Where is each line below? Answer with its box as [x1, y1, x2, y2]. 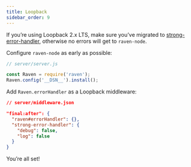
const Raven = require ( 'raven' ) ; [6, 72, 91, 78]
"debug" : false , [17, 127, 59, 133]
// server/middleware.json [6, 100, 74, 106]
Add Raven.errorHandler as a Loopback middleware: [6, 88, 137, 95]
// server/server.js [6, 61, 59, 67]
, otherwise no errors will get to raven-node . [39, 37, 147, 45]
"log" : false [17, 133, 50, 139]
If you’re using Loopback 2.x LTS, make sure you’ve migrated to [6, 31, 165, 38]
